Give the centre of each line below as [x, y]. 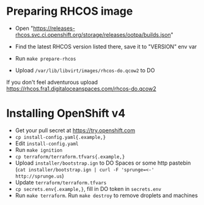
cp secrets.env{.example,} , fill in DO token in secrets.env [88, 188]
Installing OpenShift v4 [66, 114]
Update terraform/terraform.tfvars [61, 182]
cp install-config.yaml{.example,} [60, 137]
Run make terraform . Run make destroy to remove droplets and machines [107, 195]
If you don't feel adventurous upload [52, 82]
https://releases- [54, 28]
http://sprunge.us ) [39, 176]
